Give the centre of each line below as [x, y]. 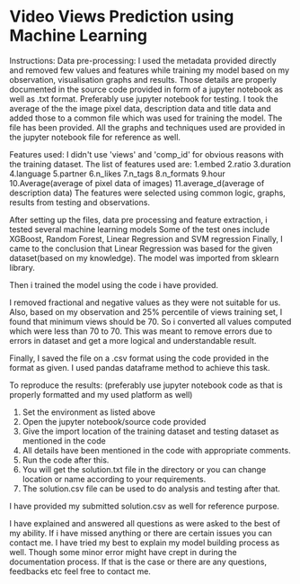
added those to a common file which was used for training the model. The [146, 118]
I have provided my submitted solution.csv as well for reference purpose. [145, 506]
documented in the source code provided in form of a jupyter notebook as [146, 89]
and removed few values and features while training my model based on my [150, 70]
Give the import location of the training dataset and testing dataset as [150, 431]
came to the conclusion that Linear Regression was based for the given [141, 248]
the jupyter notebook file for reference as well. [95, 137]
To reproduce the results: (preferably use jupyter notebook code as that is [146, 385]
